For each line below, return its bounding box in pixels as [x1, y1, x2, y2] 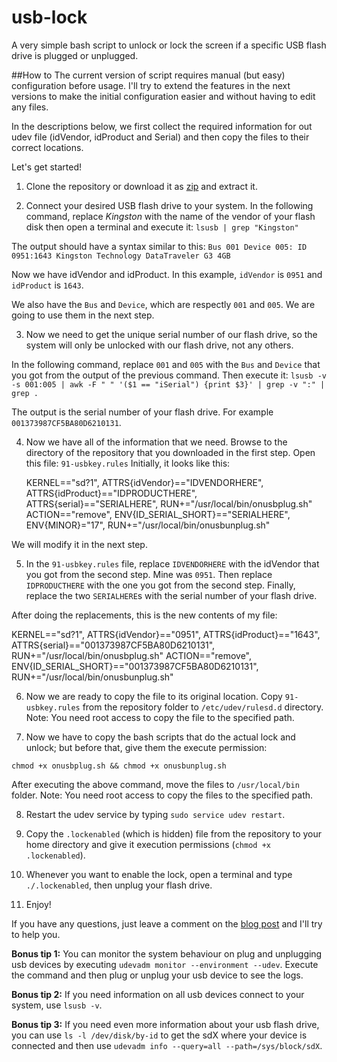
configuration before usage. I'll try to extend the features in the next [11, 79, 291, 91]
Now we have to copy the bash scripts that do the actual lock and [25, 731, 296, 743]
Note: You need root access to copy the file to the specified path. [25, 711, 295, 723]
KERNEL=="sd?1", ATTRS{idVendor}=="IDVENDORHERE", [25, 476, 264, 488]
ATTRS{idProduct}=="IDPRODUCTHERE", [25, 487, 198, 499]
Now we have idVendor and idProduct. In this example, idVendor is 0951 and [11, 268, 323, 280]
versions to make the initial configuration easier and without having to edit [11, 90, 316, 102]
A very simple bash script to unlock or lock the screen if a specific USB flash [11, 39, 327, 51]
